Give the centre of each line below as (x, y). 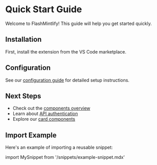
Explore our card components (44, 119)
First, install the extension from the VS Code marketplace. (66, 51)
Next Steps (23, 96)
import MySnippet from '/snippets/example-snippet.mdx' (65, 157)
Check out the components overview (51, 108)
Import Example (31, 135)
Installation (23, 39)
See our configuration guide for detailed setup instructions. (68, 80)
